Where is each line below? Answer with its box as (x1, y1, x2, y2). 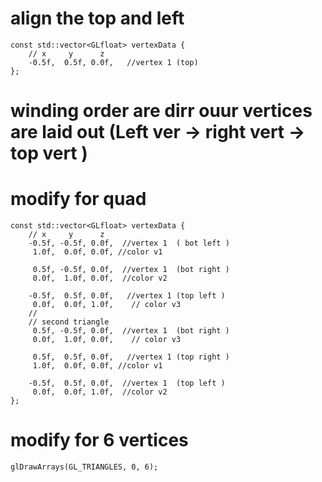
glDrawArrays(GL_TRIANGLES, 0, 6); (10, 462, 159, 472)
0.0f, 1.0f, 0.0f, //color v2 (32, 273, 168, 284)
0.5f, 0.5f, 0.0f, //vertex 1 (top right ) (32, 352, 230, 362)
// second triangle (28, 317, 110, 327)
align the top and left (10, 7, 185, 30)
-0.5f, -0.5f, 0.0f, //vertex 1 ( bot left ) (28, 238, 230, 249)
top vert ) (10, 142, 88, 165)
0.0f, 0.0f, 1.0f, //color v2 (32, 387, 168, 397)
